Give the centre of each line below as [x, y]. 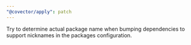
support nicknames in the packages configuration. [69, 35]
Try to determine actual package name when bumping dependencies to [95, 29]
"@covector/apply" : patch [39, 12]
